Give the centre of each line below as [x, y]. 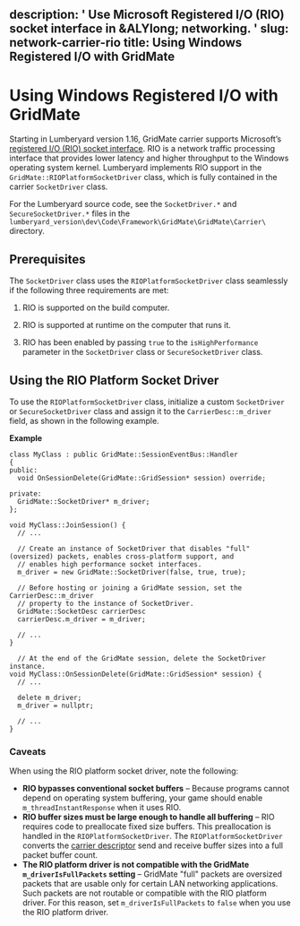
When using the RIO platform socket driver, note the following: [124, 771]
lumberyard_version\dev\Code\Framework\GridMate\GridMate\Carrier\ [138, 222]
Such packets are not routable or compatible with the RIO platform [144, 893]
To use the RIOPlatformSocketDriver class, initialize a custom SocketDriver [147, 402]
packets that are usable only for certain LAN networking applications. [150, 884]
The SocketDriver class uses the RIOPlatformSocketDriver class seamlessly [149, 281]
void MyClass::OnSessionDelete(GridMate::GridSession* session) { [136, 674]
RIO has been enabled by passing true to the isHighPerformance [140, 342]
